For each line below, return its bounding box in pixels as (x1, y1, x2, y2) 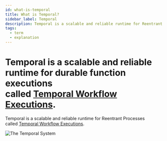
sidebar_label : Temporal (5, 16, 57, 21)
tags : (5, 26, 17, 31)
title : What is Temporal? (5, 12, 59, 17)
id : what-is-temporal (5, 7, 51, 12)
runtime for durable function (5, 67, 126, 79)
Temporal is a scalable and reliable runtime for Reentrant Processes (5, 115, 145, 121)
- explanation (10, 35, 39, 40)
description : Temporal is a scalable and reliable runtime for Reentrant (5, 21, 163, 26)
